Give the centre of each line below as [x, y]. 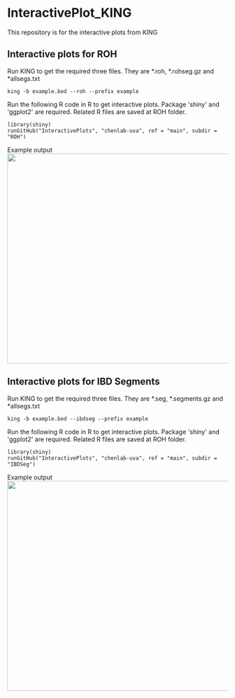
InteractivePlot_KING [70, 13]
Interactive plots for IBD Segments [84, 382]
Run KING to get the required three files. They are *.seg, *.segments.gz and [115, 398]
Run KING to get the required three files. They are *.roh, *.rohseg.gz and [111, 71]
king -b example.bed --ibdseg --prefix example [78, 419]
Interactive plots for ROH [62, 54]
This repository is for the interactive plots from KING [83, 32]
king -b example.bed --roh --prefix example [73, 91]
